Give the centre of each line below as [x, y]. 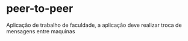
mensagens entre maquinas [41, 31]
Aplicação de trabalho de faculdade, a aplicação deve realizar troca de [94, 25]
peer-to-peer [40, 9]
